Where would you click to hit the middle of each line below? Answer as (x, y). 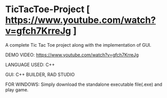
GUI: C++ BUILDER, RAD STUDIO (40, 74)
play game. (17, 89)
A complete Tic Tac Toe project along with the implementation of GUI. (78, 45)
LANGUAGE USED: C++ (30, 64)
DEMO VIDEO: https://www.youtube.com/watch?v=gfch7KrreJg (72, 55)
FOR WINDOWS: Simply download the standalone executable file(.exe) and (84, 84)
